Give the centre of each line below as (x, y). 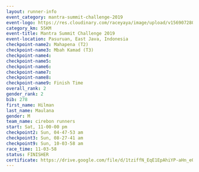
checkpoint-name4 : (29, 56)
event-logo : (21, 22)
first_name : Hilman (30, 105)
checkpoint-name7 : (29, 72)
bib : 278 (17, 99)
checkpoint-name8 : (29, 77)
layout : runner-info (32, 12)
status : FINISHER (28, 154)
